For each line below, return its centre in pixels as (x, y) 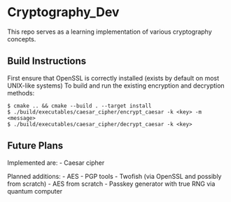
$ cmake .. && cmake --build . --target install (79, 106)
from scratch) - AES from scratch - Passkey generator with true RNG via (111, 184)
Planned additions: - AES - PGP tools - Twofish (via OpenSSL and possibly (114, 176)
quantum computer (35, 191)
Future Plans (35, 146)
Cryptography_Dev (63, 12)
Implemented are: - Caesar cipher (56, 163)
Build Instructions (47, 61)
